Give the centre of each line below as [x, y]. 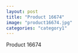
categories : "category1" [37, 28]
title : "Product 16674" [35, 17]
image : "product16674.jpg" [39, 22]
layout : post [22, 11]
